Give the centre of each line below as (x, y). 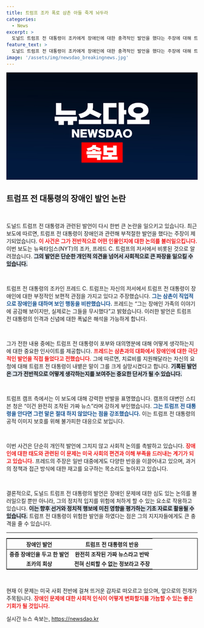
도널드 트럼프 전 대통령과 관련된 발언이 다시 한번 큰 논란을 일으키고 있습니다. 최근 (102, 226)
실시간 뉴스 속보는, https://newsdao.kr (53, 618)
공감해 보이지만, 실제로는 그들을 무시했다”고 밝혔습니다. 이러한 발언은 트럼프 (102, 311)
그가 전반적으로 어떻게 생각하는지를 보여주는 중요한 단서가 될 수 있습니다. (97, 374)
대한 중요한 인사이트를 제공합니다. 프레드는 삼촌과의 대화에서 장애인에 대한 (100, 351)
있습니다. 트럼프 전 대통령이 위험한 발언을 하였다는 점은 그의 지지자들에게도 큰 (98, 516)
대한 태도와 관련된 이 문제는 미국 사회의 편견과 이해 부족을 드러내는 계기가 (103, 454)
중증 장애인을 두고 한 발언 (39, 554)
